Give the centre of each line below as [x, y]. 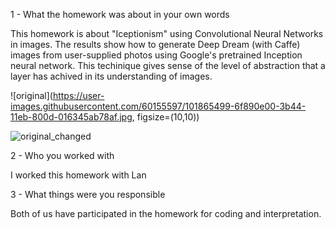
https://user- [78, 95]
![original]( [31, 95]
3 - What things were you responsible [88, 194]
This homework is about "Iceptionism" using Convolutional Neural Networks [167, 33]
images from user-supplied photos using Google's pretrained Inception [156, 55]
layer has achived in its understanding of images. [111, 76]
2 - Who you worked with [62, 155]
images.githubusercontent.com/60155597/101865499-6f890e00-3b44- [158, 106]
